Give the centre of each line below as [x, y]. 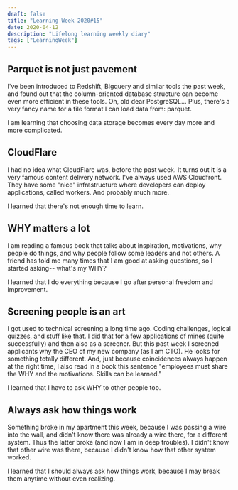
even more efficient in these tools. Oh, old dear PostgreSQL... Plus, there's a [119, 101]
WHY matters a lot [49, 228]
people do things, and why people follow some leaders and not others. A [114, 253]
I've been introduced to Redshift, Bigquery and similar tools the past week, [117, 86]
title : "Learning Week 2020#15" [55, 21]
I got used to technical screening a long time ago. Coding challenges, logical [119, 329]
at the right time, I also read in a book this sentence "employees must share [118, 366]
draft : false [27, 14]
